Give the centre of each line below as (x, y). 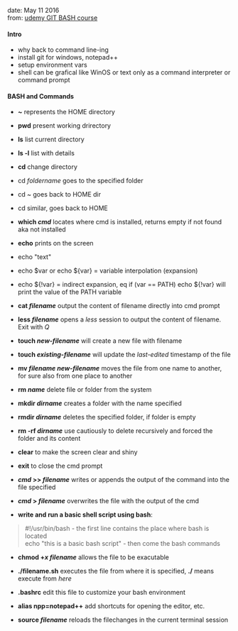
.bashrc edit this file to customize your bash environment (102, 593)
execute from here (45, 578)
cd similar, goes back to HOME (63, 208)
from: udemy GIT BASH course (53, 18)
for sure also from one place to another (75, 376)
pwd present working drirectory (64, 126)
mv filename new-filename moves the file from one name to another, (120, 368)
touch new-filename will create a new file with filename (100, 341)
